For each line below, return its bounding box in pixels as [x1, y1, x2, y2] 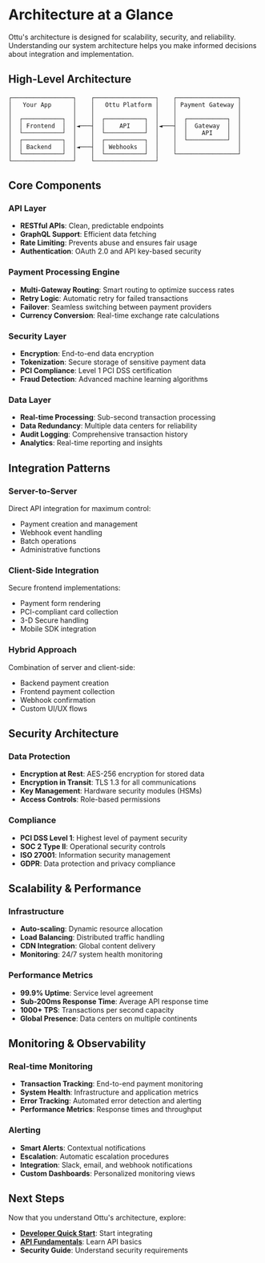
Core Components [8, 179, 102, 193]
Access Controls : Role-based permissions [19, 794, 162, 804]
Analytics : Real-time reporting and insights [19, 438, 163, 448]
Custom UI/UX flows [19, 704, 88, 713]
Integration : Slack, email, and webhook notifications [19, 1159, 193, 1169]
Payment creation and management [19, 519, 139, 529]
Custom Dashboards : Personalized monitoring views [19, 1168, 195, 1178]
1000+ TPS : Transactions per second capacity [19, 1005, 175, 1014]
